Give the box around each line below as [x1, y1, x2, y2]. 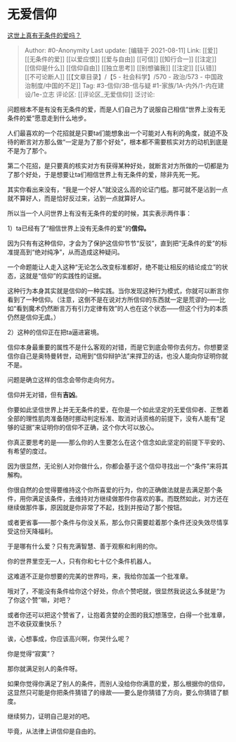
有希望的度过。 [7, 447, 51, 455]
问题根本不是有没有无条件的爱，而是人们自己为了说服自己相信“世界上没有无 [7, 105, 226, 113]
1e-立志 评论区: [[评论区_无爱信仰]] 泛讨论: [32, 89, 155, 99]
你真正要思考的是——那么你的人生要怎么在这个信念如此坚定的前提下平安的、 [7, 438, 229, 446]
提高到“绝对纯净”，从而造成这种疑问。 [13, 247, 124, 256]
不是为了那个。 [7, 146, 51, 155]
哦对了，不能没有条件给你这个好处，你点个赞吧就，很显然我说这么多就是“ [7, 586, 220, 595]
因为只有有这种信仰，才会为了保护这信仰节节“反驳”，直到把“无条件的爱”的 [7, 239, 221, 247]
